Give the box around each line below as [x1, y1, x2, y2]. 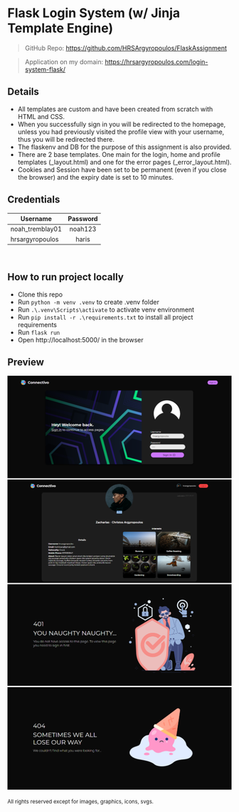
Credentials [7, 194, 60, 206]
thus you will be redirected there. [17, 135, 115, 143]
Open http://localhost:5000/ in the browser [17, 335, 144, 344]
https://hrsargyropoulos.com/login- [105, 57, 208, 66]
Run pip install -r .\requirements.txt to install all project [17, 312, 193, 322]
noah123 [69, 225, 97, 233]
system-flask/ [24, 65, 66, 73]
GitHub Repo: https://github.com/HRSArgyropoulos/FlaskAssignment [24, 43, 228, 52]
